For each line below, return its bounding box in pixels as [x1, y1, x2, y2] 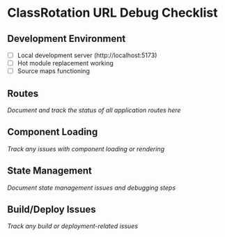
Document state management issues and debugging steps [7, 183, 176, 192]
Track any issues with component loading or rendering [7, 144, 165, 153]
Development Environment [7, 33, 126, 45]
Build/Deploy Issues [7, 204, 96, 215]
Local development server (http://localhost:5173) [17, 51, 157, 59]
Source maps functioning [17, 67, 91, 75]
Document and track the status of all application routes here [7, 106, 181, 114]
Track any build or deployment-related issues [7, 222, 138, 231]
